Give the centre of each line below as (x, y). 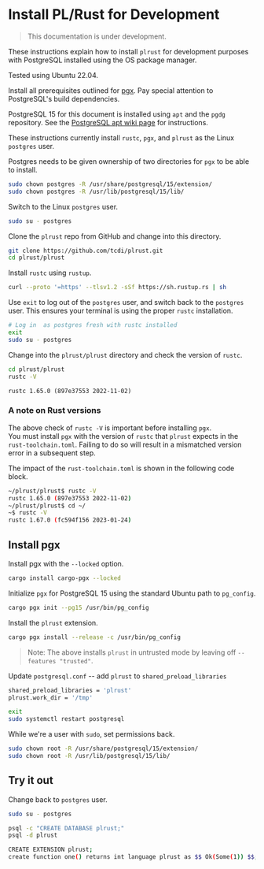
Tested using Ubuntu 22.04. (53, 75)
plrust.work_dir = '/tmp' (50, 698)
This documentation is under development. (97, 36)
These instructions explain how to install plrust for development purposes (128, 51)
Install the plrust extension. (53, 622)
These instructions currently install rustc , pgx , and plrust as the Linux (121, 137)
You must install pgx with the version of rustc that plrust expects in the (123, 436)
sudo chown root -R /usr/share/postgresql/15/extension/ (103, 749)
